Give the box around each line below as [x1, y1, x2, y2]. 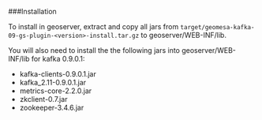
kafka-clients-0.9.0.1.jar [19, 69, 96, 78]
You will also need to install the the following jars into [8, 46, 180, 54]
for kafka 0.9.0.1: [31, 54, 85, 63]
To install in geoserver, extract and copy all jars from [8, 22, 179, 31]
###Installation [8, 7, 57, 16]
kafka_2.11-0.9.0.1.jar [19, 78, 87, 87]
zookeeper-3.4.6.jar [19, 103, 84, 112]
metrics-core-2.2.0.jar [19, 86, 92, 96]
